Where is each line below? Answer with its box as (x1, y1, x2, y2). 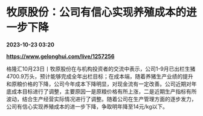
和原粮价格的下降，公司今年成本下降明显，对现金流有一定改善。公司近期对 (6, 80, 192, 88)
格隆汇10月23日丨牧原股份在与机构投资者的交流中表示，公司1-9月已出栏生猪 (6, 65, 196, 72)
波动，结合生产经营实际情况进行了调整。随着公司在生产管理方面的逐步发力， (6, 95, 197, 103)
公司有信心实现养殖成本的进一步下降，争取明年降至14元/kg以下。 (6, 103, 168, 110)
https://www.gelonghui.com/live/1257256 (6, 53, 115, 60)
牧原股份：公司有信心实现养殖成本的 (6, 5, 187, 19)
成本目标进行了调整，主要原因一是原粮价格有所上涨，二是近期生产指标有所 (11, 88, 197, 95)
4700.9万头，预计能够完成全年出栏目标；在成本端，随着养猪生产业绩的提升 (6, 72, 193, 80)
